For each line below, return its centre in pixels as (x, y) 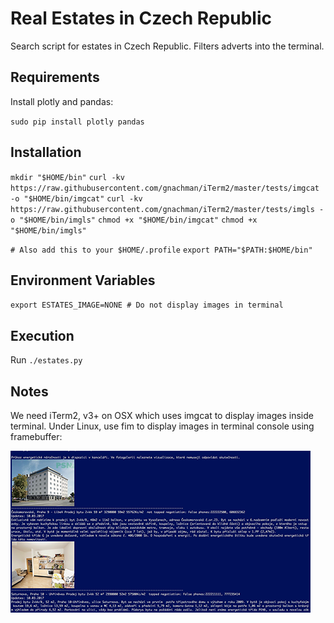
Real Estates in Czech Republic (141, 18)
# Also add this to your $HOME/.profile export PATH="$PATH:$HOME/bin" (161, 250)
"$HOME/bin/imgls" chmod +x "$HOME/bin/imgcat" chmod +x (138, 220)
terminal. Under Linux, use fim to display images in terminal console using (162, 426)
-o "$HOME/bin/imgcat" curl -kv (76, 198)
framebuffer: (36, 436)
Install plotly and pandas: (62, 101)
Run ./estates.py (46, 360)
